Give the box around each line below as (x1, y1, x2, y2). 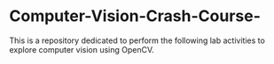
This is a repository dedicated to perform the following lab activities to (9, 35, 266, 46)
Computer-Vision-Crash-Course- (9, 6, 262, 26)
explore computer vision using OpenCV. (9, 44, 155, 54)
